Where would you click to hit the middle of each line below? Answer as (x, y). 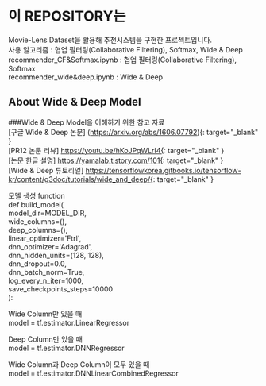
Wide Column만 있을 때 (45, 314)
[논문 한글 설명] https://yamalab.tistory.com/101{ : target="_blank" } (116, 160)
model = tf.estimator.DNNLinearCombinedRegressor (93, 373)
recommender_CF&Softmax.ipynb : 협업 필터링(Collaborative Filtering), (122, 60)
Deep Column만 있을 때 (46, 339)
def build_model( (36, 204)
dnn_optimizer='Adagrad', (50, 246)
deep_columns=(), (38, 230)
